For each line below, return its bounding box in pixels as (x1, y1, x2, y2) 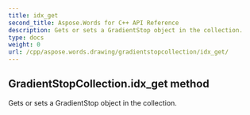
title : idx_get (8, 11, 59, 20)
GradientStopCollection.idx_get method (8, 77, 210, 91)
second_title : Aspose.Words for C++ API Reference (8, 19, 179, 27)
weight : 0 (8, 41, 41, 49)
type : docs (8, 33, 44, 42)
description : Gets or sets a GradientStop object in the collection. (8, 26, 244, 34)
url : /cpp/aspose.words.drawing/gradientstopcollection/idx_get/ (8, 48, 229, 56)
